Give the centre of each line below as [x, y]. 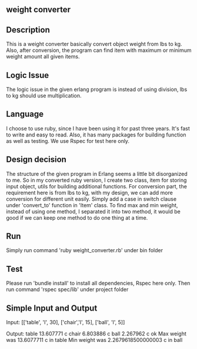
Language [25, 114]
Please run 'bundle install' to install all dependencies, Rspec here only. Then [98, 283]
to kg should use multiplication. [44, 96]
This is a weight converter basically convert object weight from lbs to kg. [94, 44]
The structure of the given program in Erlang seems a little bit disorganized [97, 174]
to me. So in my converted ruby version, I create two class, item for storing [96, 180]
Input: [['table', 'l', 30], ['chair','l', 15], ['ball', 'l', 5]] [66, 322]
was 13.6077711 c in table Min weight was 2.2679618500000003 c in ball [94, 340]
